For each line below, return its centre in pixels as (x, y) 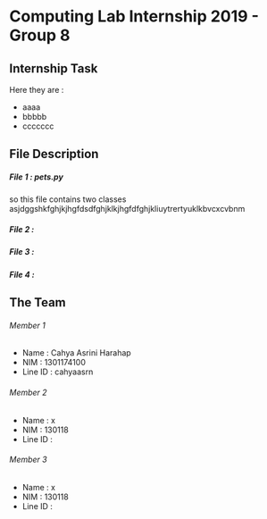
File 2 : (22, 229)
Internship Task (54, 68)
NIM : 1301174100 (54, 363)
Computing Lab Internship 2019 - (134, 17)
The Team (38, 302)
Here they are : (37, 90)
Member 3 (28, 460)
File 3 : (22, 252)
